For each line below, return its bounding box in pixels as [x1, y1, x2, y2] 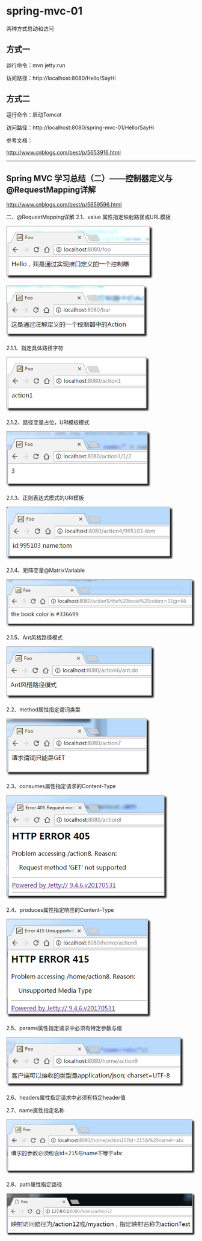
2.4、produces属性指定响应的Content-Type [6, 906, 114, 913]
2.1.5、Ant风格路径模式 [6, 633, 63, 641]
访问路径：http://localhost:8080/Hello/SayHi [6, 74, 116, 82]
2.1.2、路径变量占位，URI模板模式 [6, 418, 90, 426]
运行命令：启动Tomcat [6, 111, 62, 118]
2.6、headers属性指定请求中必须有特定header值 [6, 1094, 126, 1101]
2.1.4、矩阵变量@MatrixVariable [6, 566, 85, 574]
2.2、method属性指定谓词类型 [6, 705, 81, 713]
